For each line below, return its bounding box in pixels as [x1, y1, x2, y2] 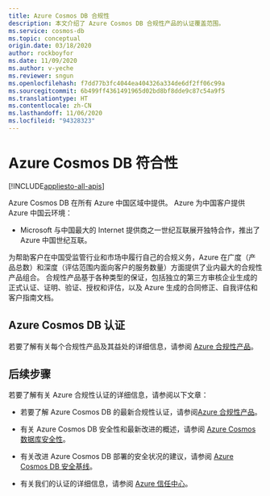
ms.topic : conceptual [8, 34, 81, 43]
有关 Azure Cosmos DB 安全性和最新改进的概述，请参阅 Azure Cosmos [19, 424, 256, 434]
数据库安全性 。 [19, 435, 70, 444]
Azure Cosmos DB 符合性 [8, 154, 179, 173]
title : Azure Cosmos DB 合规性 [8, 11, 110, 20]
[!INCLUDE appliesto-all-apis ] [8, 181, 105, 190]
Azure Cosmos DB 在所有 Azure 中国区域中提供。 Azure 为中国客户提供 [8, 198, 246, 207]
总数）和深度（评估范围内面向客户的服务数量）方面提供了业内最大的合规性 [15, 262, 263, 272]
